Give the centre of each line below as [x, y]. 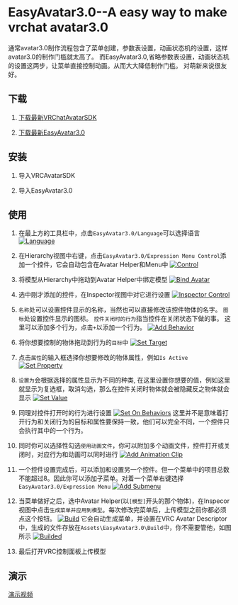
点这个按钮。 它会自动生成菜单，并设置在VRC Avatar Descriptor [123, 519]
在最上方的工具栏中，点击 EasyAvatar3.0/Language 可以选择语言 [109, 233]
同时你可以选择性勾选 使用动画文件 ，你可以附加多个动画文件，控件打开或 [121, 446]
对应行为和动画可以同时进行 [78, 455]
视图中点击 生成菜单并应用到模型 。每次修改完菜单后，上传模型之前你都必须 [122, 510]
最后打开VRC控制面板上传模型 [62, 552]
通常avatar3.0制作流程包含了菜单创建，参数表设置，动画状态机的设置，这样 [118, 47]
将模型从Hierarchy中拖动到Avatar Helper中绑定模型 [93, 280]
